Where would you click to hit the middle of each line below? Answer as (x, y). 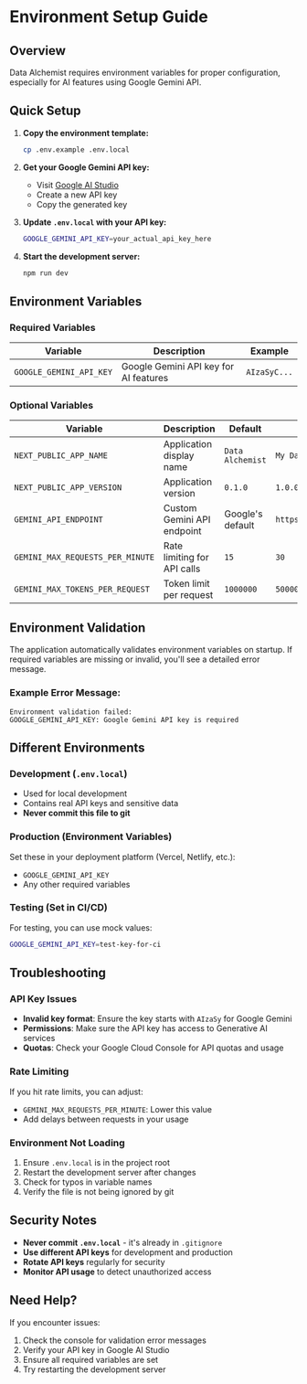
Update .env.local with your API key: (95, 222)
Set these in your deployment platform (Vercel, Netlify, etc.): (122, 857)
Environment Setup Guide (109, 17)
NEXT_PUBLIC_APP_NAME (61, 456)
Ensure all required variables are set (90, 1359)
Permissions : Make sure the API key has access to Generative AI (145, 1028)
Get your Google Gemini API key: (86, 167)
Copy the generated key (82, 204)
